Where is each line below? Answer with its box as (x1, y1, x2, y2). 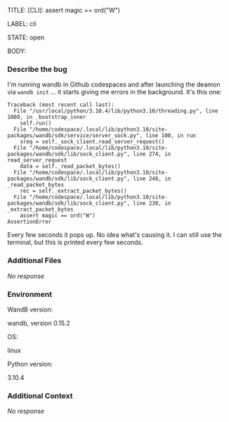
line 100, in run (145, 132, 197, 139)
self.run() (20, 120, 52, 127)
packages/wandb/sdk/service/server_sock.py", (7, 132, 143, 139)
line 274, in (133, 151, 171, 158)
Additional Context (7, 390, 73, 400)
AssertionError (7, 218, 52, 226)
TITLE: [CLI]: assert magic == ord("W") (7, 6, 121, 14)
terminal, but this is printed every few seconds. (7, 238, 143, 247)
